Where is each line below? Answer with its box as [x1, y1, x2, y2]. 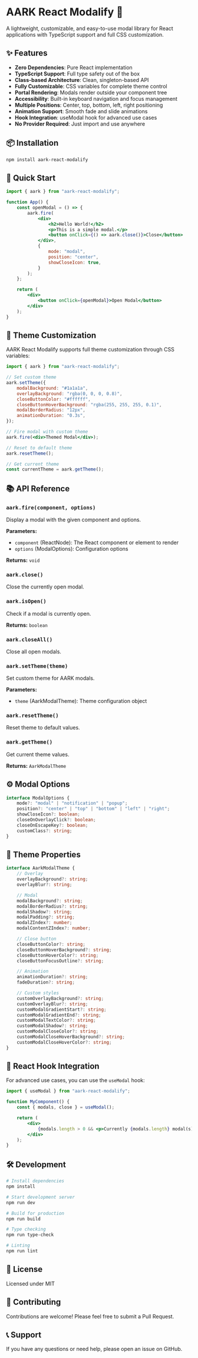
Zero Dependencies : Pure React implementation [14, 64, 133, 71]
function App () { [6, 199, 49, 205]
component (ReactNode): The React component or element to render [14, 539, 179, 546]
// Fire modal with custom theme [6, 429, 88, 435]
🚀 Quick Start [6, 173, 56, 183]
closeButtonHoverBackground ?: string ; [16, 946, 112, 953]
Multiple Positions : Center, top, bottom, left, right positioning [14, 101, 163, 108]
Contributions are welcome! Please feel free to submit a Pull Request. [6, 1313, 174, 1320]
